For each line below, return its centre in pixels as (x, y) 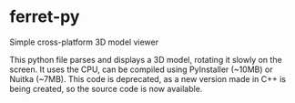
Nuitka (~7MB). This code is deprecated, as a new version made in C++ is (148, 78)
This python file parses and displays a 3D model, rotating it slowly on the (146, 59)
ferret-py (45, 17)
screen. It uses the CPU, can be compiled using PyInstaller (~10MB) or (141, 69)
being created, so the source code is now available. (106, 88)
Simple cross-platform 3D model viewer (84, 42)
